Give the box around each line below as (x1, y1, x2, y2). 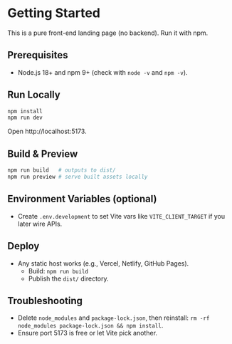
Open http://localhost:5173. (7, 127, 87, 136)
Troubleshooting (7, 294, 83, 307)
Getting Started (7, 5, 101, 21)
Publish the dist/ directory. (28, 274, 109, 283)
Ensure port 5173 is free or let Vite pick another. (17, 329, 158, 338)
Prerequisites (7, 49, 68, 61)
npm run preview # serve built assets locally (7, 173, 148, 180)
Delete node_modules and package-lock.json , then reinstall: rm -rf (17, 313, 210, 322)
